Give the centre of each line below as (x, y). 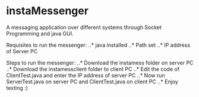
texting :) (17, 88)
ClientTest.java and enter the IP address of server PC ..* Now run (86, 75)
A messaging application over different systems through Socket (84, 27)
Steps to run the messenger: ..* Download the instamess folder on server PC (100, 63)
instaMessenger (48, 11)
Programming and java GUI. (40, 33)
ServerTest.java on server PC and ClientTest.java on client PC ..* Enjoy (92, 82)
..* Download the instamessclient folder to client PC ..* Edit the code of (93, 69)
